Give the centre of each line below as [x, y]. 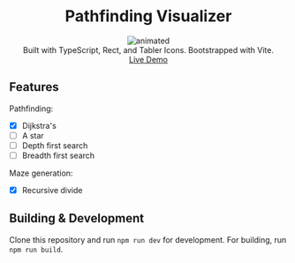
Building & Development [76, 218]
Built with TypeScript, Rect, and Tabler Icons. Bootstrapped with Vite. [148, 49]
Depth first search [55, 145]
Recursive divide [52, 190]
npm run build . [36, 249]
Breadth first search [58, 155]
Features [34, 87]
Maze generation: [41, 173]
